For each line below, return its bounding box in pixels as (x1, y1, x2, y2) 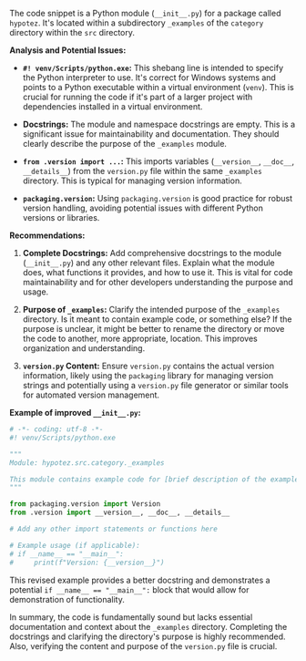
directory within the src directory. (9, 27, 135, 37)
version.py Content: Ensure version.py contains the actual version (22, 360, 275, 371)
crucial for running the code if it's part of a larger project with (22, 91, 253, 102)
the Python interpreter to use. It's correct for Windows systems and (22, 72, 276, 83)
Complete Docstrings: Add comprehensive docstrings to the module (22, 248, 282, 258)
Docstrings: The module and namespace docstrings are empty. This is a (22, 119, 296, 129)
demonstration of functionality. (9, 594, 126, 604)
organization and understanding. (22, 343, 146, 354)
